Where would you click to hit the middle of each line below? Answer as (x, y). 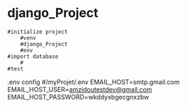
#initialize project (38, 32)
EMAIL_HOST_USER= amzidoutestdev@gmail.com (80, 89)
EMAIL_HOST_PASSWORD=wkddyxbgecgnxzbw (78, 97)
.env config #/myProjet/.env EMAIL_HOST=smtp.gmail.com (93, 82)
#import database (33, 56)
